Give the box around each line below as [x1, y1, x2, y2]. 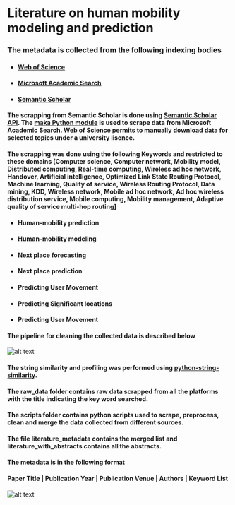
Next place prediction [17, 267, 83, 275]
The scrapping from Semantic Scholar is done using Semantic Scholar [7, 111, 217, 119]
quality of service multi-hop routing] [7, 203, 116, 211]
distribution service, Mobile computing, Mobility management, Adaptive [7, 195, 224, 203]
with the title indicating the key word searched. [7, 394, 148, 403]
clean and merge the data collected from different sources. [7, 418, 184, 427]
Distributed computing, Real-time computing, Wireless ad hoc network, [7, 165, 222, 174]
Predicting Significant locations [17, 299, 113, 308]
